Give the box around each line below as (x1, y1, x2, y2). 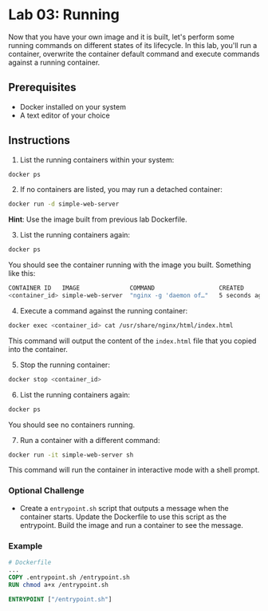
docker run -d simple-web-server (8, 200, 120, 209)
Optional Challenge (8, 485, 85, 497)
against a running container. (8, 58, 100, 67)
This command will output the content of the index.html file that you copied (8, 336, 257, 345)
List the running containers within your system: (19, 154, 175, 165)
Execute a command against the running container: (19, 305, 188, 315)
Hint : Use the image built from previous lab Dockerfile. (8, 214, 187, 225)
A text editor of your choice (19, 110, 110, 120)
